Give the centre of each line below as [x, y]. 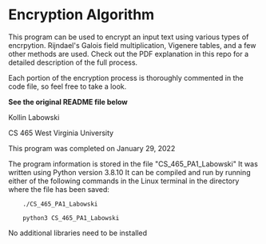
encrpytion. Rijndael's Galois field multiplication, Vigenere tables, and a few [132, 45]
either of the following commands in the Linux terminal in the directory [124, 181]
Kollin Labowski [34, 117]
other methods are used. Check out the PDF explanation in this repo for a [129, 54]
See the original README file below [68, 102]
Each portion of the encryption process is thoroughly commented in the [126, 78]
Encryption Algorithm [81, 15]
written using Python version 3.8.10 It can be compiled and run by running [129, 172]
